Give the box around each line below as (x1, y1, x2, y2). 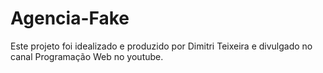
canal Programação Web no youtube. (10, 50, 164, 62)
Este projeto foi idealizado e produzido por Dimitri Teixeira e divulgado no (10, 40, 313, 52)
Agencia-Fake (10, 7, 130, 30)
